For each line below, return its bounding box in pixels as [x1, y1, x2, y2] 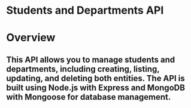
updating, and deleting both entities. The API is [6, 73, 185, 84]
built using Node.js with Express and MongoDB [6, 82, 186, 92]
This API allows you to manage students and [6, 54, 175, 64]
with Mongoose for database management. [6, 92, 171, 102]
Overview [6, 31, 56, 45]
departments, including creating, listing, [6, 64, 160, 74]
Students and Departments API [6, 4, 164, 17]
